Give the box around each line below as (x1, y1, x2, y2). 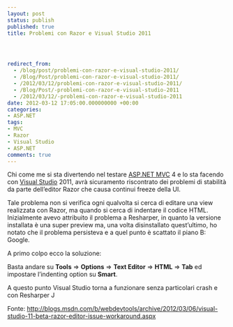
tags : (7, 119, 23, 126)
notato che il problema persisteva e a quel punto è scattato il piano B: (7, 228, 206, 237)
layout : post (7, 10, 45, 17)
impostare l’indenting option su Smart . (7, 270, 118, 279)
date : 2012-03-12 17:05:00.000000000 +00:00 (7, 99, 139, 107)
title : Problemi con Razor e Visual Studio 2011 (7, 29, 151, 37)
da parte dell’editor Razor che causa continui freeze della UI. (7, 185, 181, 194)
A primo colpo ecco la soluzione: (7, 249, 102, 258)
